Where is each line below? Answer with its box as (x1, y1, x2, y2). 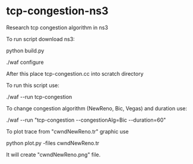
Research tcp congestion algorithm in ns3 (6, 24, 109, 31)
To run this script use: (6, 82, 59, 89)
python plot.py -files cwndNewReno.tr (6, 139, 100, 147)
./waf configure (6, 58, 44, 66)
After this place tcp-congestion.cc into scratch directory (6, 70, 144, 77)
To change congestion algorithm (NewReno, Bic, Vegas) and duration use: (6, 104, 188, 112)
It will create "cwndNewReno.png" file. (6, 151, 101, 158)
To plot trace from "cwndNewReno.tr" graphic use (6, 128, 129, 135)
